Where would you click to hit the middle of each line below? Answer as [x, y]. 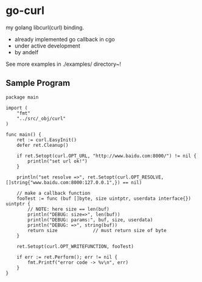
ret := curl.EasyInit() [47, 140]
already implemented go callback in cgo [64, 39]
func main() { [24, 135]
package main [22, 97]
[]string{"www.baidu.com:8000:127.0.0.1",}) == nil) [74, 182]
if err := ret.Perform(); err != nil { [67, 257]
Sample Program [38, 83]
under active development [47, 46]
